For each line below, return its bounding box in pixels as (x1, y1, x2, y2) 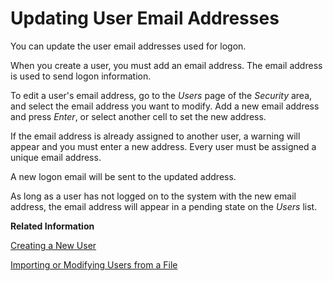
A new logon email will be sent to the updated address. (10, 170, 237, 182)
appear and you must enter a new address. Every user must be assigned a (10, 140, 317, 152)
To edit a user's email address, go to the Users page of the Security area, (10, 89, 313, 101)
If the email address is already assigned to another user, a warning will (10, 130, 301, 142)
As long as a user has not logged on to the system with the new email (10, 190, 297, 202)
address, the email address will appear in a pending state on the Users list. (10, 200, 318, 212)
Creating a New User (10, 239, 97, 251)
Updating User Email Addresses (10, 7, 280, 30)
